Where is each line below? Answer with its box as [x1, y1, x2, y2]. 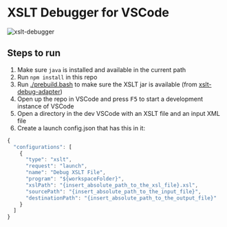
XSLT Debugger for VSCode [7, 5, 170, 21]
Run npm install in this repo [17, 73, 98, 81]
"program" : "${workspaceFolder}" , [25, 176, 125, 182]
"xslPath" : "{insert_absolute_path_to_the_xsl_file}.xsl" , [25, 182, 198, 189]
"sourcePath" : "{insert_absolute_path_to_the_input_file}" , [25, 188, 202, 195]
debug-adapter [17, 87, 61, 95]
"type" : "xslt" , [25, 156, 72, 163]
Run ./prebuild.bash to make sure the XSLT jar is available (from [17, 80, 197, 88]
